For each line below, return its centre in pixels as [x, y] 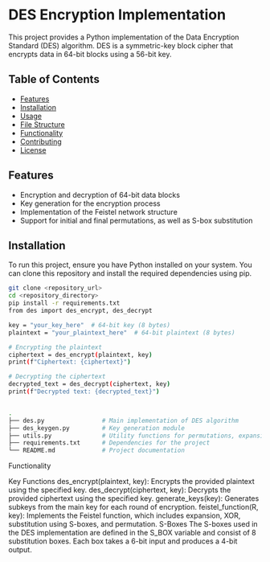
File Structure [43, 124]
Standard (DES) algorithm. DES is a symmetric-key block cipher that [121, 45]
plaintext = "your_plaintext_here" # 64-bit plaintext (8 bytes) [122, 332]
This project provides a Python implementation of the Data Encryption [124, 37]
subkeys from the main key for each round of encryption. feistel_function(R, [133, 507]
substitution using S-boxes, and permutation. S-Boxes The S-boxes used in [133, 524]
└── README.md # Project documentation [96, 451]
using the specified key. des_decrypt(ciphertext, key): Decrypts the [120, 490]
